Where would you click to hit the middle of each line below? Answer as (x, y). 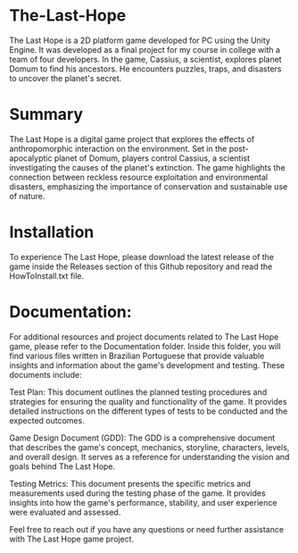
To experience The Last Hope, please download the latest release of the (142, 256)
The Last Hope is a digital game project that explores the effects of (132, 138)
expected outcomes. (47, 420)
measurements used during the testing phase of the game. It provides (137, 493)
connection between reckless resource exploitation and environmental (139, 177)
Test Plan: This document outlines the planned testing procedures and (138, 392)
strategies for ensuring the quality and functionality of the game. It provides (148, 401)
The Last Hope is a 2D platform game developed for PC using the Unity (140, 40)
